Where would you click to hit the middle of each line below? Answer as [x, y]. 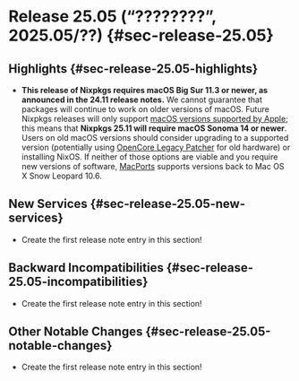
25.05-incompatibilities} [78, 282]
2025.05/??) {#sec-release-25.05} [141, 35]
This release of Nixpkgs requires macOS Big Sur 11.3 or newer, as [145, 90]
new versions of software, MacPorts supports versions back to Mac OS [153, 166]
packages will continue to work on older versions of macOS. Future [145, 109]
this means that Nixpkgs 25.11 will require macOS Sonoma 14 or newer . [154, 128]
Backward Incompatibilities [86, 268]
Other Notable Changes [76, 332]
